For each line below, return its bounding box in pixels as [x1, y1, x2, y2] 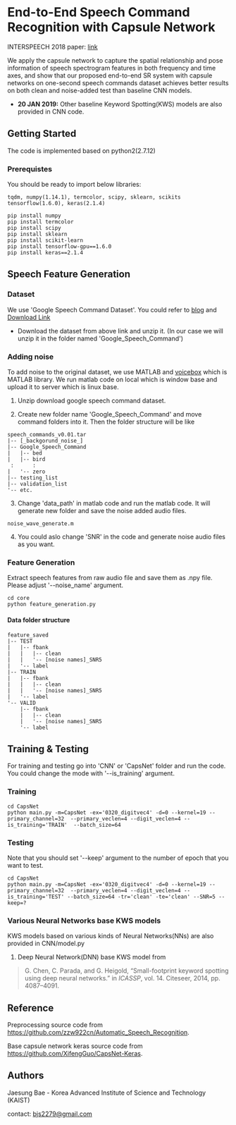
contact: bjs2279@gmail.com [7, 1109, 93, 1118]
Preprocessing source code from [7, 1021, 104, 1029]
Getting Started [7, 128, 77, 140]
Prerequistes [7, 164, 53, 173]
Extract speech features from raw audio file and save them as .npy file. [7, 574, 213, 582]
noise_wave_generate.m [7, 520, 74, 527]
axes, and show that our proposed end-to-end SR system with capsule [7, 71, 213, 80]
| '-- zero [7, 468, 46, 476]
